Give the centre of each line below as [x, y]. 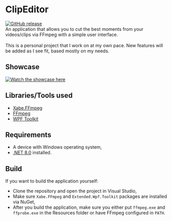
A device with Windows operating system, [57, 147]
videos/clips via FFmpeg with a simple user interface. [62, 34]
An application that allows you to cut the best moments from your [74, 29]
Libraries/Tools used [39, 96]
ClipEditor [27, 9]
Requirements [28, 135]
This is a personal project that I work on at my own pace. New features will [84, 45]
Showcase [23, 67]
